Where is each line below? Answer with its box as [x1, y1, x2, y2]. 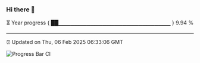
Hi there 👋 [6, 5, 36, 14]
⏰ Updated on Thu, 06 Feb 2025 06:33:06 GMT [6, 39, 124, 46]
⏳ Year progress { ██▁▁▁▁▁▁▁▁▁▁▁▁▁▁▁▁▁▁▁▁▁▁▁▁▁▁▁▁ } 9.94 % [6, 19, 194, 26]
